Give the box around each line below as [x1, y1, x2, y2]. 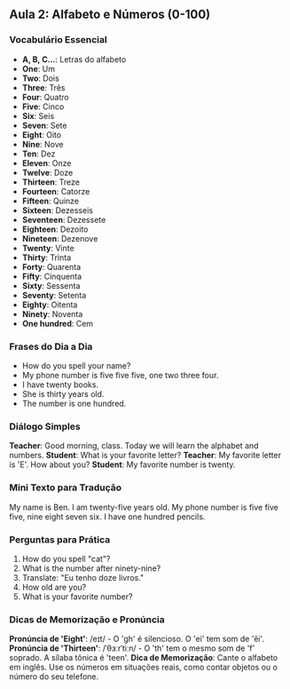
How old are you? [21, 582, 87, 592]
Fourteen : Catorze [21, 186, 90, 196]
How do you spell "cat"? [21, 553, 111, 564]
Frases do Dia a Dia [9, 340, 93, 352]
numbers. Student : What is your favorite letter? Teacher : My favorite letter [9, 450, 282, 461]
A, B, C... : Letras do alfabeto [21, 53, 127, 65]
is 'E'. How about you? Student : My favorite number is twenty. [9, 459, 236, 470]
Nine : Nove [21, 139, 64, 149]
